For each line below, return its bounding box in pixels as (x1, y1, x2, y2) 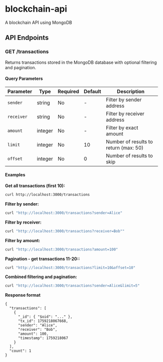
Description (117, 88, 145, 95)
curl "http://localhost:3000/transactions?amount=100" (5, 247, 118, 252)
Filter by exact (106, 124, 138, 131)
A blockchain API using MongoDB (5, 19, 72, 25)
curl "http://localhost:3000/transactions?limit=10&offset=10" (5, 265, 136, 270)
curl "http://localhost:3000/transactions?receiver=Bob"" (5, 229, 125, 233)
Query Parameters (5, 76, 43, 81)
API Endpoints (5, 34, 49, 42)
